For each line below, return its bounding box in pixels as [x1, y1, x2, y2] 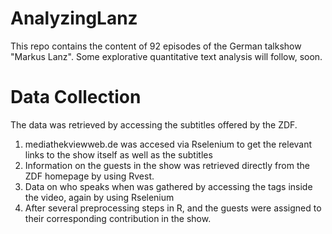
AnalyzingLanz [10, 7, 138, 30]
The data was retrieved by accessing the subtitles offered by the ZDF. [10, 118, 298, 131]
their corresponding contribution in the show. [24, 212, 212, 224]
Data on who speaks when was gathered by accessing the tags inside [24, 180, 313, 192]
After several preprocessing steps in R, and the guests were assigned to [24, 202, 322, 214]
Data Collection [10, 86, 142, 109]
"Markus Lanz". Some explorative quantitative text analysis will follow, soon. [10, 50, 323, 62]
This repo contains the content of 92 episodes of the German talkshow [10, 40, 302, 52]
